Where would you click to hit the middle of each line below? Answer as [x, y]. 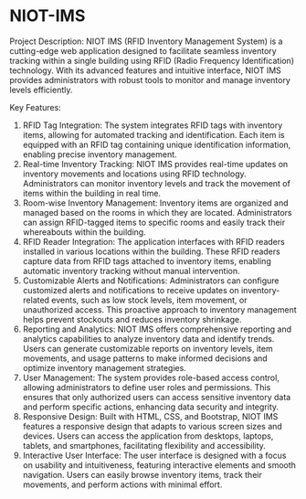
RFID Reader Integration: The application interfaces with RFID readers [153, 241]
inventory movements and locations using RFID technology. [134, 174]
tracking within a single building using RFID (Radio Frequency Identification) [152, 60]
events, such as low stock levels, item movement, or [149, 300]
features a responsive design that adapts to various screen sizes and [153, 426]
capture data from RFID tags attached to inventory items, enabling [147, 260]
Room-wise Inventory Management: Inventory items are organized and [156, 203]
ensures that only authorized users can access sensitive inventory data [157, 397]
